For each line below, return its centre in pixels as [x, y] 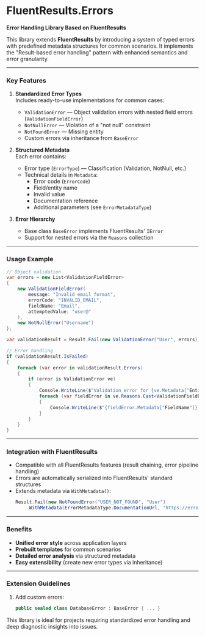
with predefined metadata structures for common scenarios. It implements [100, 46]
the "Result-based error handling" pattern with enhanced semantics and [97, 52]
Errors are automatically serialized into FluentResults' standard [94, 478]
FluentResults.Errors [60, 11]
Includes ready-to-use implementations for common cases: [90, 100]
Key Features [27, 80]
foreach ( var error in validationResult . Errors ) [80, 368]
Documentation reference [66, 201]
